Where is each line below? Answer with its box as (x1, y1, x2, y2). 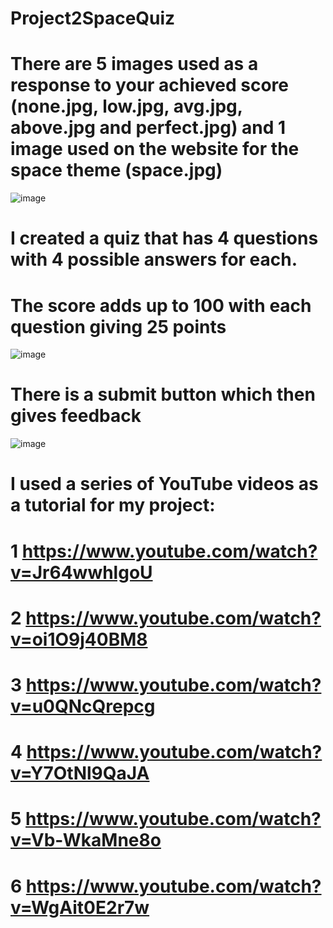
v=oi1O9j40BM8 (10, 628, 148, 651)
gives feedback (10, 405, 142, 427)
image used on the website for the (10, 138, 300, 161)
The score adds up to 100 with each (10, 294, 312, 317)
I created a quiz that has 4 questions (10, 227, 319, 250)
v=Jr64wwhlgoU (10, 561, 153, 584)
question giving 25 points (10, 315, 227, 338)
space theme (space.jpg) (10, 159, 223, 182)
